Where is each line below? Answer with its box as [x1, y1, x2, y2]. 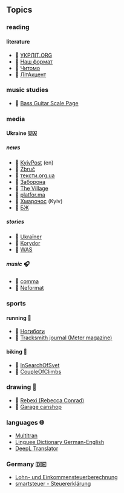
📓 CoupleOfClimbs [15, 368, 62, 375]
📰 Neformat [15, 284, 44, 292]
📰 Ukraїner [15, 233, 42, 241]
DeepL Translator [15, 445, 59, 452]
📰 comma [15, 278, 39, 285]
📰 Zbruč [15, 166, 35, 173]
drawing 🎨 [6, 383, 37, 391]
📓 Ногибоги [15, 328, 45, 335]
